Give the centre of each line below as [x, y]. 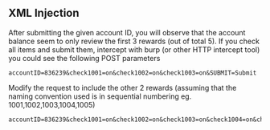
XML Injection [44, 13]
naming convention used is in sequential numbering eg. [100, 96]
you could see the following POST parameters [84, 58]
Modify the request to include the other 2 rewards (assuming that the [123, 87]
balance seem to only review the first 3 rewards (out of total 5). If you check [134, 41]
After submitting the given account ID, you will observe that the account [127, 32]
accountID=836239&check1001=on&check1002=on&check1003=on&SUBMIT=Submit [133, 73]
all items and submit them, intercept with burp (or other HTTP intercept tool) [134, 49]
